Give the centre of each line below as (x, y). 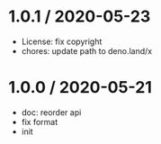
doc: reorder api (51, 112)
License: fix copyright (62, 41)
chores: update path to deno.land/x (87, 50)
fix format (40, 121)
